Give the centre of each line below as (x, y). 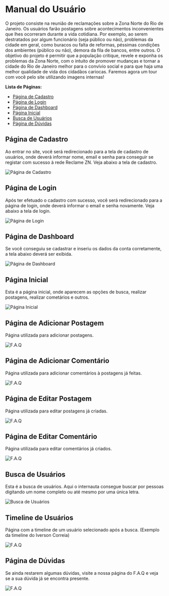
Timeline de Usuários (39, 517)
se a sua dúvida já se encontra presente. (47, 578)
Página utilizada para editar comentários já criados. (59, 449)
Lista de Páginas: (23, 86)
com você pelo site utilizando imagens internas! (55, 77)
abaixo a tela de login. (28, 211)
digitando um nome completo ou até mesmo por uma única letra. (72, 492)
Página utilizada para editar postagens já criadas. (57, 411)
